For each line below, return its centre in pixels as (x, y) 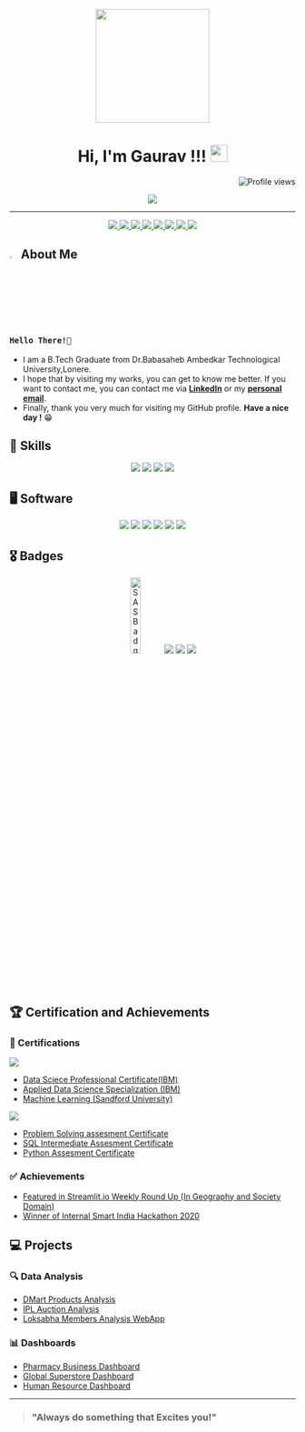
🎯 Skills (30, 446)
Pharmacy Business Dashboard (81, 1366)
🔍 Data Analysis (46, 1276)
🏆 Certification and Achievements (110, 1012)
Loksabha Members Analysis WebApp (93, 1319)
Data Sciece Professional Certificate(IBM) (100, 1080)
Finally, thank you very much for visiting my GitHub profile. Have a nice (155, 407)
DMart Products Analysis (69, 1299)
